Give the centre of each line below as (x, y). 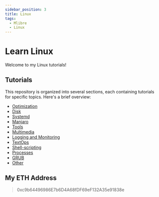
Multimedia (23, 132)
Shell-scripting (27, 147)
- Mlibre (18, 23)
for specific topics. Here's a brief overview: (48, 97)
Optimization (25, 106)
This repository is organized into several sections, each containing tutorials (80, 91)
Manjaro (20, 121)
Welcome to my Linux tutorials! (36, 65)
